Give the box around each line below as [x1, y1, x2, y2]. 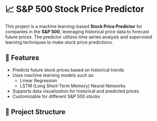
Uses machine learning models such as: [12, 72, 95, 78]
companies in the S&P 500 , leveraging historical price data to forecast [5, 28, 150, 34]
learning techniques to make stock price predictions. [5, 39, 113, 45]
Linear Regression [19, 77, 57, 83]
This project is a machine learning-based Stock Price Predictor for [5, 23, 143, 29]
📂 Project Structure [5, 108, 66, 117]
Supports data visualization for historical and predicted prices [12, 88, 140, 94]
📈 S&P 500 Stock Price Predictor [5, 3, 145, 15]
